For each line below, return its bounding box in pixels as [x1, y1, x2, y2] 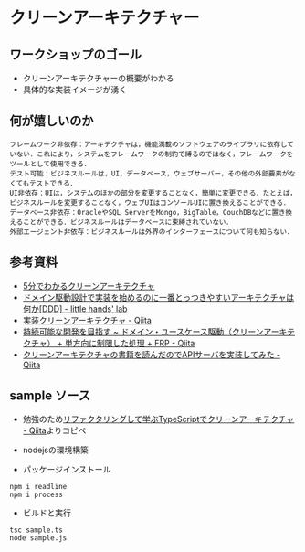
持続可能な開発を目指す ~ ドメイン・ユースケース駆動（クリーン [22, 325, 264, 337]
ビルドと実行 [22, 507, 71, 518]
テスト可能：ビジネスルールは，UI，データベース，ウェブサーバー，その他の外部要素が [9, 169, 289, 178]
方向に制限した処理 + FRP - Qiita [72, 337, 195, 348]
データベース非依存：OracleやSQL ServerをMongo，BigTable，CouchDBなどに [9, 207, 272, 217]
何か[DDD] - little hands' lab [22, 303, 128, 314]
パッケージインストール [22, 464, 111, 475]
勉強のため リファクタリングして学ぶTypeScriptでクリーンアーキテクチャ [22, 414, 295, 425]
